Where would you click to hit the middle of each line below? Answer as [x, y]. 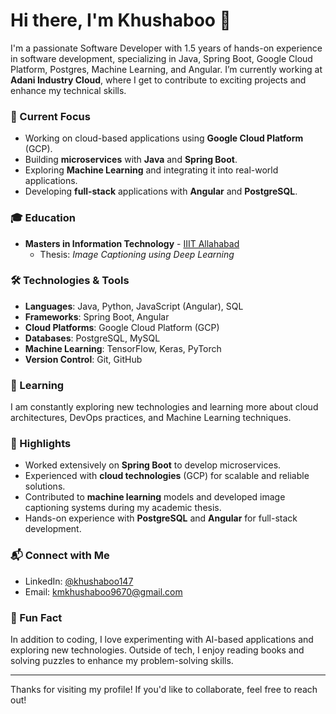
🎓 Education [43, 218]
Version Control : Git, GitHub [83, 359]
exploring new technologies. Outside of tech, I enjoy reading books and [157, 650]
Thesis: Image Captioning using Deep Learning [137, 254]
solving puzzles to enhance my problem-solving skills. [122, 661]
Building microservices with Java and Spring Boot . [131, 160]
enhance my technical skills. [68, 90]
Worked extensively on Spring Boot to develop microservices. [153, 465]
